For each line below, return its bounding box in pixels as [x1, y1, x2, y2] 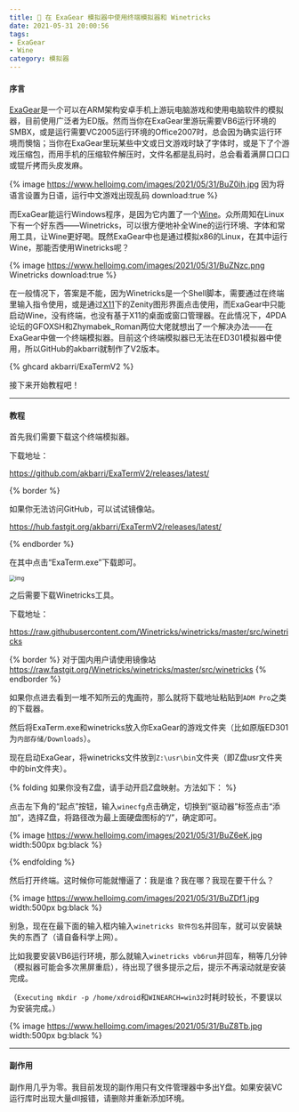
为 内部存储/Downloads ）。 [9, 733, 96, 744]
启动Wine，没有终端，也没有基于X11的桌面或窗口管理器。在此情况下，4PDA [9, 310, 287, 321]
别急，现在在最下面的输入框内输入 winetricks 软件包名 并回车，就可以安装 [9, 921, 275, 931]
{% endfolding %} [9, 857, 76, 867]
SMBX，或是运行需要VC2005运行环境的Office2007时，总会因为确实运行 [9, 126, 275, 138]
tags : [9, 29, 29, 38]
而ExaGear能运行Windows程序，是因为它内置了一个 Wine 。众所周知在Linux [9, 209, 285, 220]
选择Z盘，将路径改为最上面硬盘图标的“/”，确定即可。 [28, 812, 222, 823]
